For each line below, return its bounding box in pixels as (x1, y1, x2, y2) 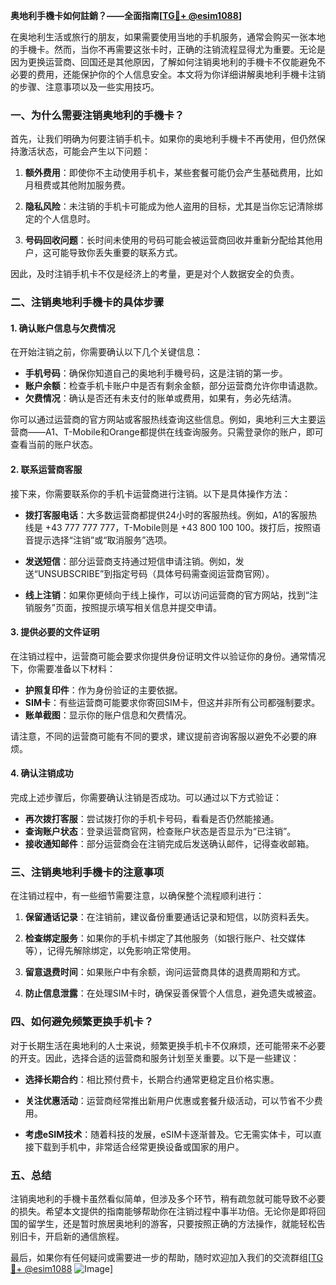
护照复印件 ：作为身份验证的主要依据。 (24, 684, 183, 696)
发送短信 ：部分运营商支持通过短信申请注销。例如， (24, 555, 236, 567)
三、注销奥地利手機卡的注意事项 (10, 865, 165, 879)
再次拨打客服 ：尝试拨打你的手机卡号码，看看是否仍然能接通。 (24, 813, 280, 825)
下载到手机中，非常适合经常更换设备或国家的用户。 (33, 1140, 245, 1153)
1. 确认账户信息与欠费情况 (10, 322, 116, 334)
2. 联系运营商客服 (10, 464, 83, 476)
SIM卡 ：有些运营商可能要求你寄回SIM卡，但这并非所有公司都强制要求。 (24, 696, 321, 708)
